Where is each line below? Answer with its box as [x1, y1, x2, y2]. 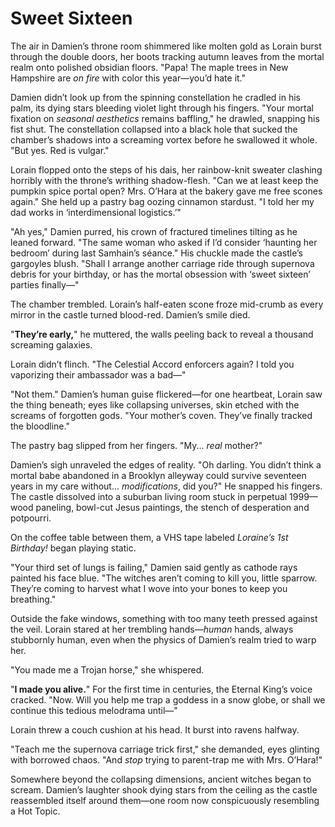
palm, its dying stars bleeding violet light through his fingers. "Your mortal [10, 102, 314, 114]
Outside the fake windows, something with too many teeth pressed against [10, 612, 318, 624]
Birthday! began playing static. [10, 542, 137, 554]
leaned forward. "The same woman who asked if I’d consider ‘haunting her [10, 236, 318, 248]
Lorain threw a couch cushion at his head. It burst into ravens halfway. [10, 723, 300, 736]
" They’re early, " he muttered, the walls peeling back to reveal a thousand [10, 328, 314, 340]
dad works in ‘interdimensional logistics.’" [10, 206, 182, 218]
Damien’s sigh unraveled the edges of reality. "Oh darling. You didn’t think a [10, 458, 322, 471]
